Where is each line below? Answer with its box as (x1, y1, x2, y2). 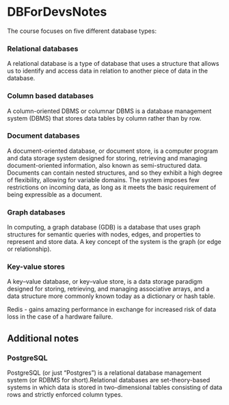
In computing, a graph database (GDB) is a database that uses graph (7, 223, 200, 232)
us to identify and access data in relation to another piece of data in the (7, 66, 208, 75)
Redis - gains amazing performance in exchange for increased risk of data (7, 306, 217, 314)
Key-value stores (7, 262, 66, 271)
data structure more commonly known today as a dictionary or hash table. (7, 292, 215, 300)
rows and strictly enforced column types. (7, 391, 123, 399)
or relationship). (7, 245, 52, 254)
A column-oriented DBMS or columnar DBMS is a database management (7, 107, 212, 115)
